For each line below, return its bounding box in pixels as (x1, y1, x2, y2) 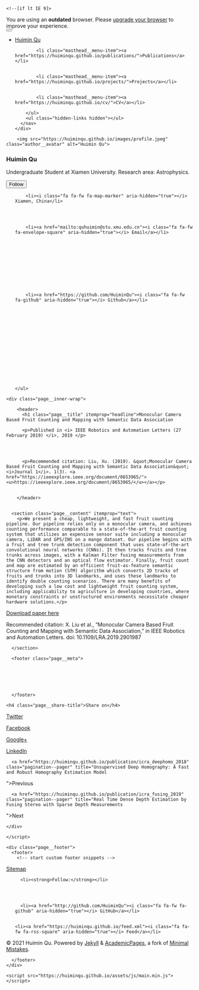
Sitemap (6, 866, 27, 873)
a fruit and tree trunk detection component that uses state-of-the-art (6, 542, 190, 548)
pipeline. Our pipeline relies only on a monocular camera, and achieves (6, 521, 192, 527)
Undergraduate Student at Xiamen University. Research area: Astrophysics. (6, 168, 190, 176)
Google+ (6, 736, 28, 743)
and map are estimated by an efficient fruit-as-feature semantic (6, 563, 174, 569)
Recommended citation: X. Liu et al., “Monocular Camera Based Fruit (6, 621, 174, 628)
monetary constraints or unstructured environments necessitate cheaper (6, 594, 190, 600)
